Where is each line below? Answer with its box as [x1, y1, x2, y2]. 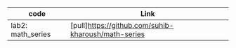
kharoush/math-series [70, 29, 145, 39]
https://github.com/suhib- [87, 21, 174, 30]
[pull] [70, 21, 88, 30]
